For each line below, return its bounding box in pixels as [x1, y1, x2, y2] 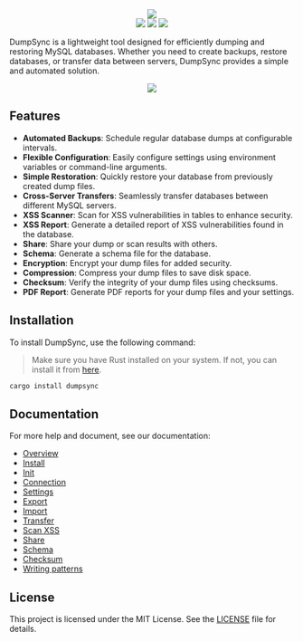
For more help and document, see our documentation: [9, 430, 211, 442]
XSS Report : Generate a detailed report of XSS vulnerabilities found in [22, 219, 284, 230]
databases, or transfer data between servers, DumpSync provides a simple [9, 56, 289, 66]
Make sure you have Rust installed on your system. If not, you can [31, 354, 278, 365]
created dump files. [22, 180, 96, 191]
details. [9, 624, 37, 635]
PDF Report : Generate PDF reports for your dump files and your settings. [22, 286, 295, 297]
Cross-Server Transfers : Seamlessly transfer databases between [22, 190, 269, 201]
